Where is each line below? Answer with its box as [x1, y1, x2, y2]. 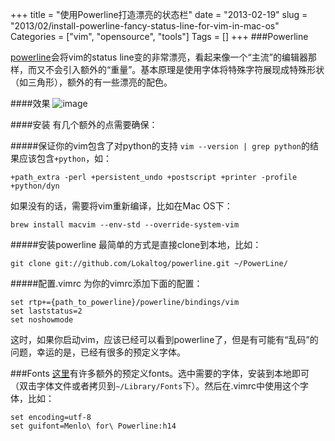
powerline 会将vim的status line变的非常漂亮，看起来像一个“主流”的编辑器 [10, 51, 308, 63]
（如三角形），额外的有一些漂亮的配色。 [10, 76, 173, 88]
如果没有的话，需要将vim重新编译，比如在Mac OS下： [10, 200, 233, 212]
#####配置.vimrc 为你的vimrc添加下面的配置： [10, 278, 203, 289]
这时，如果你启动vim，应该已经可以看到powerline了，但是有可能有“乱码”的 [10, 334, 319, 345]
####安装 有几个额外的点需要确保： [10, 119, 158, 130]
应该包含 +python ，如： [18, 153, 113, 164]
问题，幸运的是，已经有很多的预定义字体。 [10, 346, 186, 358]
